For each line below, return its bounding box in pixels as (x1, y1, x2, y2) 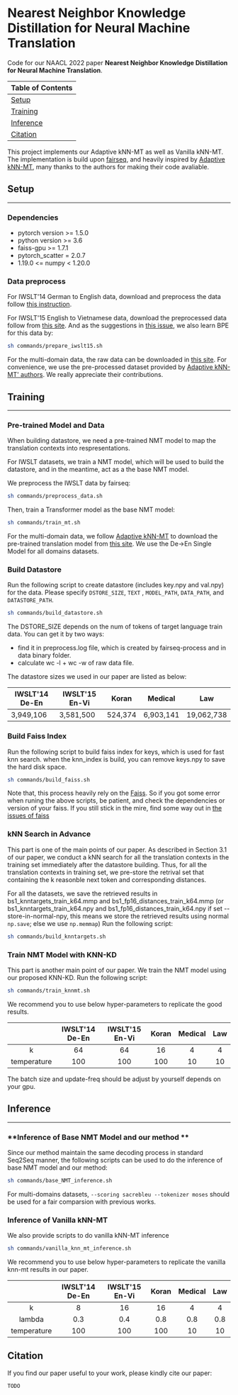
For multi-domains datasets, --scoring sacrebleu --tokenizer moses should (7, 1190, 230, 1198)
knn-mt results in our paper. (7, 1265, 89, 1273)
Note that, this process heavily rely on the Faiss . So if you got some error (7, 789, 220, 798)
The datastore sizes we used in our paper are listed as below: (7, 672, 187, 681)
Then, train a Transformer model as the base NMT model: (7, 505, 176, 514)
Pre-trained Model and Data (7, 420, 105, 430)
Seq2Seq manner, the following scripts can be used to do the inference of (7, 1156, 223, 1164)
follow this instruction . (7, 300, 72, 309)
